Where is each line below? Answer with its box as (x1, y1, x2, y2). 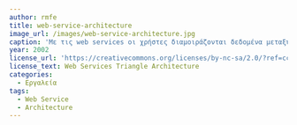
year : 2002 (9, 46, 49, 55)
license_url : (9, 54, 57, 62)
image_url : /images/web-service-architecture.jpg (9, 29, 196, 38)
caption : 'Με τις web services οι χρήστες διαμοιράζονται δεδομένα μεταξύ (9, 37, 291, 47)
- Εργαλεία (17, 78, 57, 87)
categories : (9, 70, 53, 79)
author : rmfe (9, 12, 57, 22)
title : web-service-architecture (9, 21, 133, 30)
